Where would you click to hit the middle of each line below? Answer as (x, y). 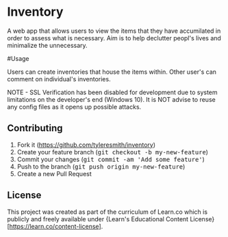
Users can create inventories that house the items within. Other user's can (112, 72)
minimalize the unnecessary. (47, 45)
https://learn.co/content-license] (55, 226)
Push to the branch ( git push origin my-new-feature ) (101, 166)
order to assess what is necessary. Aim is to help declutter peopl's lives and (114, 38)
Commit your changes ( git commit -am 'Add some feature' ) (111, 159)
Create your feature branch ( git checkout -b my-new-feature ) (113, 152)
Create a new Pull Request (54, 173)
